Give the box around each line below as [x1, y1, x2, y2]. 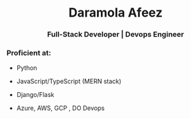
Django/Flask [16, 91, 55, 99]
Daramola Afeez [68, 5, 163, 21]
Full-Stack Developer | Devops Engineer [47, 30, 184, 39]
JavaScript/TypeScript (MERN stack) [16, 77, 122, 86]
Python [16, 64, 37, 72]
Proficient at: [6, 48, 51, 58]
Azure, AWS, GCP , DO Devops [16, 104, 105, 112]
